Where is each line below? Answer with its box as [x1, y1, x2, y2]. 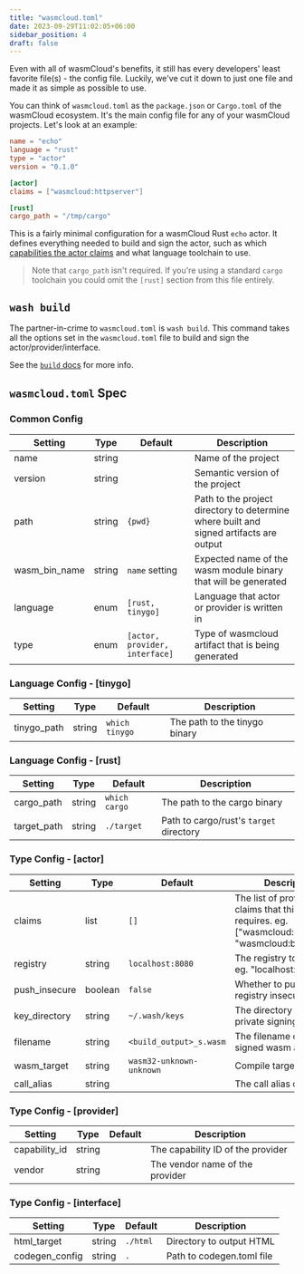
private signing [234, 1015, 299, 1028]
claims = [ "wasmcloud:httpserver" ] [9, 187, 144, 196]
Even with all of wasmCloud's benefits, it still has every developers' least [9, 63, 280, 74]
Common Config [9, 413, 83, 426]
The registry [234, 951, 287, 964]
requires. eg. [234, 914, 289, 927]
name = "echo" [9, 137, 63, 146]
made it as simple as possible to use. [9, 82, 147, 93]
